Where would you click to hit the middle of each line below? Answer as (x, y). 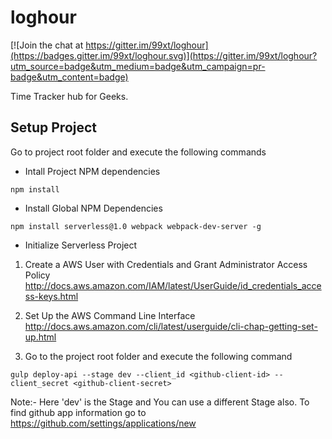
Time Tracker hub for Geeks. (69, 96)
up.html (40, 337)
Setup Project (54, 127)
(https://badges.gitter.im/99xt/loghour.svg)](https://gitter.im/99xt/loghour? (164, 55)
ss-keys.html (51, 296)
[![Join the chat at (47, 45)
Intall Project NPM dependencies (92, 171)
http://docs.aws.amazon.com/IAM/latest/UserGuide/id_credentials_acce (173, 285)
